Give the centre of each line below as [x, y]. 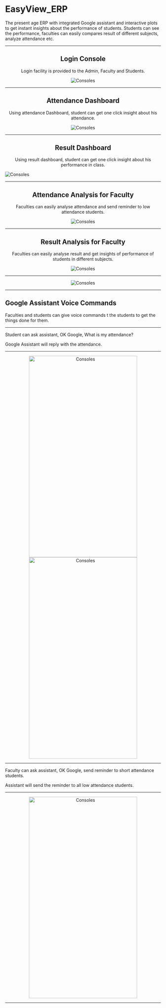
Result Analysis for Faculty [83, 242]
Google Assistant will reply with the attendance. [54, 344]
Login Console [83, 59]
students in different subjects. [83, 259]
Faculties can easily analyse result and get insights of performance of [83, 254]
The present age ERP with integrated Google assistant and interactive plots [82, 23]
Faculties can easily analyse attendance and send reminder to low [83, 207]
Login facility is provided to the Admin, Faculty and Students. [83, 71]
